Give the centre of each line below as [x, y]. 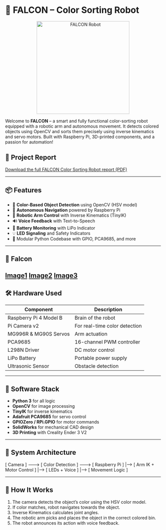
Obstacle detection [97, 366]
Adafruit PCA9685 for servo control [49, 416]
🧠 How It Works [29, 490]
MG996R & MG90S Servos [39, 334]
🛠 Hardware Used [34, 293]
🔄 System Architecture [41, 453]
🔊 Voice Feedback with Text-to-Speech [54, 221]
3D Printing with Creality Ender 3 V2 [49, 432]
